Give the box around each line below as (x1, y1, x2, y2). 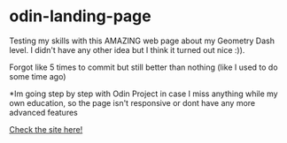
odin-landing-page (9, 6, 152, 26)
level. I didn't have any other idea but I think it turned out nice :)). (9, 44, 245, 55)
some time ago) (9, 71, 66, 81)
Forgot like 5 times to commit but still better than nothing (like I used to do (9, 62, 278, 72)
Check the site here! (9, 124, 83, 134)
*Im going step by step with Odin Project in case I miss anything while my (9, 88, 278, 99)
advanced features (9, 107, 78, 117)
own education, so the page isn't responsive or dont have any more (9, 97, 256, 108)
